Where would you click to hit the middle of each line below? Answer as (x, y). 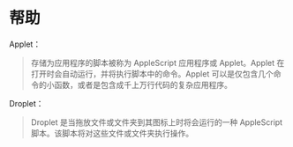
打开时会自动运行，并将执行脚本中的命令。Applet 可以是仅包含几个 (152, 73)
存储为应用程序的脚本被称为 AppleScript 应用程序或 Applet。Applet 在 (158, 62)
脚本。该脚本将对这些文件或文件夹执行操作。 (112, 133)
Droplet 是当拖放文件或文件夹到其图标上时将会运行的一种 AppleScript (157, 122)
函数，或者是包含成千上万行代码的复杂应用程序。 (143, 85)
